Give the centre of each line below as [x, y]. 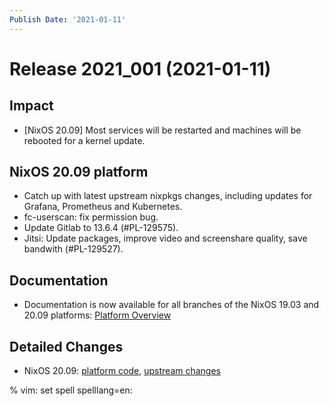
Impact [31, 106]
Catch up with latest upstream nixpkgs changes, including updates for [168, 196]
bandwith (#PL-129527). [73, 249]
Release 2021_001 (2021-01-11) [140, 68]
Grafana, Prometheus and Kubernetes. [103, 207]
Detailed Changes [66, 346]
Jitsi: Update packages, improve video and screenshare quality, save [165, 238]
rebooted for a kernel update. [84, 140]
